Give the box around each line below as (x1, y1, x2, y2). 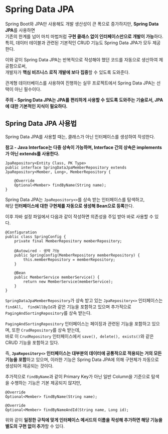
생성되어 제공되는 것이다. (5, 363, 54, 369)
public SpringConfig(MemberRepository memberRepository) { (14, 252, 140, 257)
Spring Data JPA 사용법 (5, 119, 77, 128)
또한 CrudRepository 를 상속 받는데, (12, 327, 81, 333)
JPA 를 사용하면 (5, 27, 35, 33)
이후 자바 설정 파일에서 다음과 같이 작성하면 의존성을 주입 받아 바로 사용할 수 (5, 213, 154, 219)
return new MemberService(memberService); (23, 279, 113, 284)
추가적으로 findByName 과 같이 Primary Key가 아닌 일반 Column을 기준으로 (5, 373, 150, 379)
